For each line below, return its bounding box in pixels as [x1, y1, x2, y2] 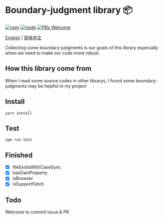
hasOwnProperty [12, 170, 48, 176]
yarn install [5, 111, 32, 116]
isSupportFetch [12, 181, 44, 187]
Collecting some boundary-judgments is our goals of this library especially [5, 44, 159, 50]
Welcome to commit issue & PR [5, 209, 69, 215]
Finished [5, 151, 33, 159]
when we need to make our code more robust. [5, 50, 100, 56]
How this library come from [5, 64, 92, 73]
